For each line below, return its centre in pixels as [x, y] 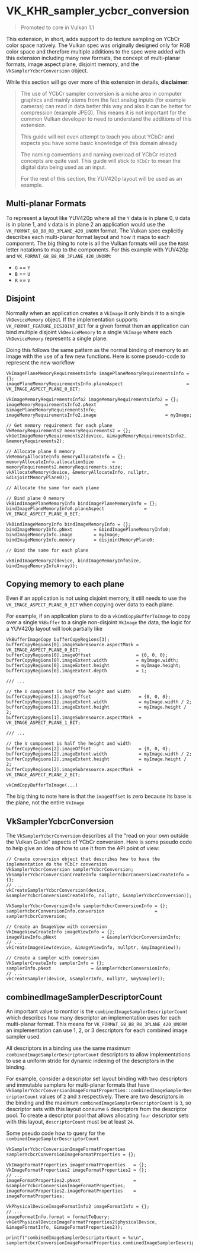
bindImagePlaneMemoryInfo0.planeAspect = [76, 509]
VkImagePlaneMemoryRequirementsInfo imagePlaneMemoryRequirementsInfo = [98, 373]
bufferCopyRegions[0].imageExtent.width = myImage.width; [92, 660]
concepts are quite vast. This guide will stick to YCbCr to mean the [100, 161]
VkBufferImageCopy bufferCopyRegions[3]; [58, 640]
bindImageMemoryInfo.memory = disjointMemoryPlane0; [81, 540]
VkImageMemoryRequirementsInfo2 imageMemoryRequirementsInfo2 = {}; [92, 399]
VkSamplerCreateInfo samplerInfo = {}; [55, 963]
